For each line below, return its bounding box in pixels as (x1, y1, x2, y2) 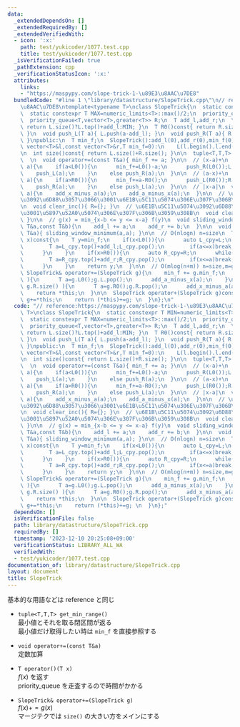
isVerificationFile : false (14, 515, 94, 522)
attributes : (14, 76, 50, 84)
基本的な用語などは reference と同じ (7, 596, 115, 603)
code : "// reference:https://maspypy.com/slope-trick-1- (14, 303, 187, 310)
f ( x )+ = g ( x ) (17, 703, 54, 711)
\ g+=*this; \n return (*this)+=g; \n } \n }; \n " (20, 296, 174, 304)
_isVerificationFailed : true (14, 57, 101, 64)
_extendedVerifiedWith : (14, 30, 84, 38)
